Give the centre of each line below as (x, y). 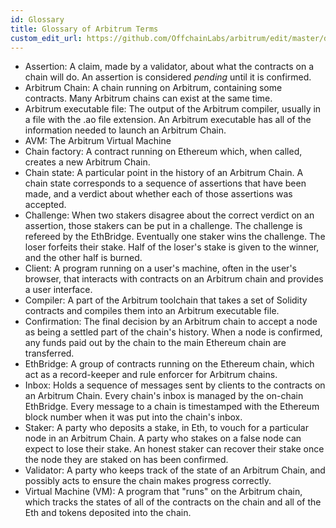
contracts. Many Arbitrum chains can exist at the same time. (148, 98)
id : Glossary (37, 19)
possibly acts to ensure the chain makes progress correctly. (148, 481)
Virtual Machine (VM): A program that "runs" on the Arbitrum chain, (163, 492)
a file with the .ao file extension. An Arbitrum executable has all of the (168, 120)
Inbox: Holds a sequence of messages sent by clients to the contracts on (175, 385)
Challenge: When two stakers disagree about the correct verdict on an (169, 215)
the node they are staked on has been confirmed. (126, 460)
